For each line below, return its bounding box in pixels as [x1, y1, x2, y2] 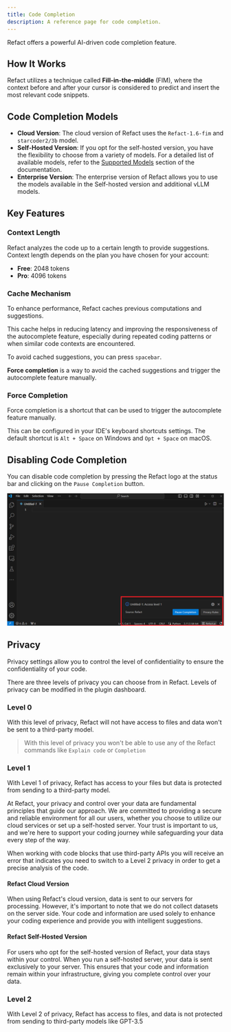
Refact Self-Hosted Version [7, 932, 87, 941]
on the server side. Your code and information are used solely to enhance [7, 910, 215, 918]
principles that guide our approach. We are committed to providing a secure [7, 806, 222, 815]
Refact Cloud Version [7, 879, 69, 888]
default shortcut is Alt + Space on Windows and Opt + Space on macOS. [7, 434, 212, 443]
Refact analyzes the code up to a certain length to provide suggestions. [7, 243, 210, 252]
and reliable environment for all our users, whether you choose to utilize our [7, 814, 222, 822]
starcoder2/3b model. [16, 136, 79, 144]
